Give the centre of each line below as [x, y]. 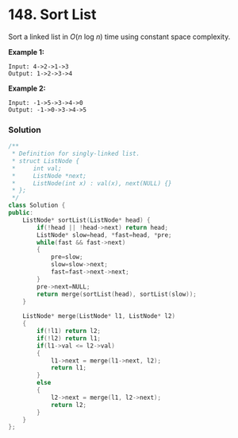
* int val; [36, 169]
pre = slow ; [67, 257]
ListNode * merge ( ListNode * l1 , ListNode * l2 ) [99, 316]
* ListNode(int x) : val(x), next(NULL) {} [92, 183]
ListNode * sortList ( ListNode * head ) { [86, 220]
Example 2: [27, 88]
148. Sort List [52, 15]
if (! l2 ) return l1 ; [69, 338]
